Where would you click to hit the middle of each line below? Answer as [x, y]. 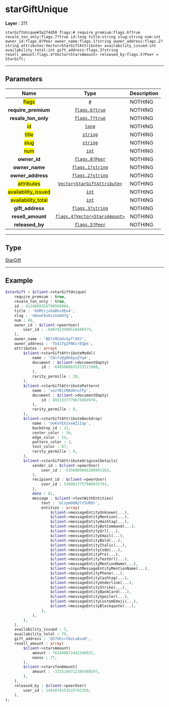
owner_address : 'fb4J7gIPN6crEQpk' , [54, 344]
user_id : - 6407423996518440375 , [58, 330]
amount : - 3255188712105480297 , [66, 672]
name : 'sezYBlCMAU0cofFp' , [62, 391]
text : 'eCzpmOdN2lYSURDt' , [70, 503]
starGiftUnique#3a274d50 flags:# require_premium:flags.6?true [73, 32]
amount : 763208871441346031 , [64, 653]
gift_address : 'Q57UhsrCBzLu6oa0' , [53, 639]
